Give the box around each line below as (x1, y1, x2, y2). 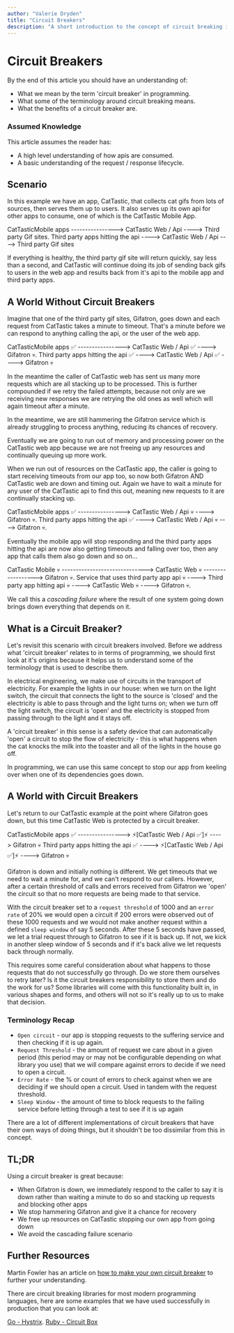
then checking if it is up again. (17, 1039, 104, 1047)
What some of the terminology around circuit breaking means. (17, 97, 196, 105)
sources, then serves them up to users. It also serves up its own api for (7, 205, 211, 213)
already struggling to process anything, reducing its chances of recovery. (7, 423, 218, 432)
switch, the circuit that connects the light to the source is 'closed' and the (7, 692, 218, 700)
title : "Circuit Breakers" (7, 17, 86, 24)
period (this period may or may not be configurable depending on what (17, 1053, 221, 1062)
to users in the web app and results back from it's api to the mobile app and (7, 269, 224, 277)
